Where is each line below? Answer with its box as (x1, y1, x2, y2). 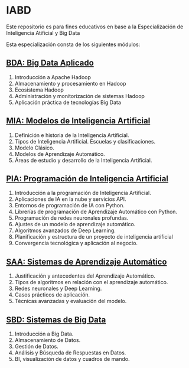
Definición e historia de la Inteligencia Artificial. (14, 131, 129, 139)
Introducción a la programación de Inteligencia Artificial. (14, 190, 152, 197)
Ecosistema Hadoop (14, 86, 64, 93)
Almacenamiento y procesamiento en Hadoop (14, 80, 126, 87)
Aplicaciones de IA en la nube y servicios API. (14, 196, 126, 203)
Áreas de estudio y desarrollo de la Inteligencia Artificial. (14, 157, 152, 164)
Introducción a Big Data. (14, 330, 74, 337)
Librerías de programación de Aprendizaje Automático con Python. (14, 208, 178, 216)
